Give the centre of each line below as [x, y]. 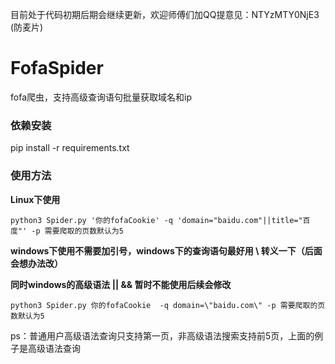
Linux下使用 [35, 199]
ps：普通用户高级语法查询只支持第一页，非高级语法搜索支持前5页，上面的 [162, 335]
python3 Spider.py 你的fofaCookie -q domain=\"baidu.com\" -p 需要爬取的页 [168, 305]
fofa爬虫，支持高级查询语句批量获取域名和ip [101, 97]
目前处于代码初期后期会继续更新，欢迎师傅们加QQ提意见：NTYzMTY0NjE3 [165, 14]
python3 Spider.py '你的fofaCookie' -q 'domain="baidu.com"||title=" [156, 220]
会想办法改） [36, 263]
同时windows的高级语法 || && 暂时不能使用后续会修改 [121, 284]
